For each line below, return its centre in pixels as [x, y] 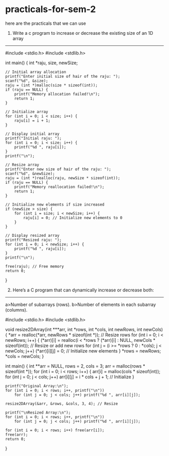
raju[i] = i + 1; [32, 120]
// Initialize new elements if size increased [55, 205]
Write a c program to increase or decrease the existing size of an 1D [83, 33]
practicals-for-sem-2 [51, 9]
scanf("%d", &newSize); [30, 173]
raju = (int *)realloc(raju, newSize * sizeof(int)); [63, 178]
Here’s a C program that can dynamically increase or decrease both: [83, 290]
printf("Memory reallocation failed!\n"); [59, 187]
